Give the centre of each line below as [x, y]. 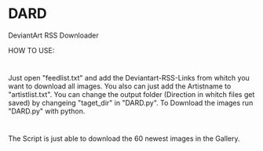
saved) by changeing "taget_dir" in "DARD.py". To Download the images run [131, 103]
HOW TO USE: [31, 50]
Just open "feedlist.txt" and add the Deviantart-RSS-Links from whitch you [129, 78]
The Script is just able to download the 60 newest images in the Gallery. [124, 138]
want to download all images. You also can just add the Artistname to [120, 86]
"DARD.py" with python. [47, 111]
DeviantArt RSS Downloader [54, 35]
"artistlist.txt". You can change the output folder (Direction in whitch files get [131, 95]
